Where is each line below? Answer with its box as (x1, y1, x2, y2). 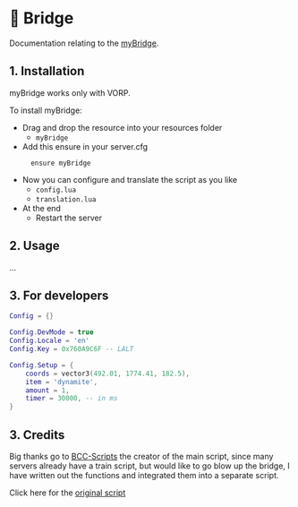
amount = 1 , (25, 385, 70, 395)
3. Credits (9, 427, 65, 443)
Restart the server (35, 212, 103, 223)
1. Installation (9, 64, 85, 79)
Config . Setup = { (9, 360, 74, 370)
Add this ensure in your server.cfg (21, 141, 149, 151)
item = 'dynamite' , (25, 377, 98, 386)
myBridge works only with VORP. (9, 87, 132, 98)
